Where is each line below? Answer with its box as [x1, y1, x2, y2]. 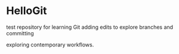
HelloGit [6, 4, 47, 18]
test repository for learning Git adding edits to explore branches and [6, 23, 174, 31]
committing [6, 29, 34, 36]
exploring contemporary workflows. [6, 41, 94, 48]
